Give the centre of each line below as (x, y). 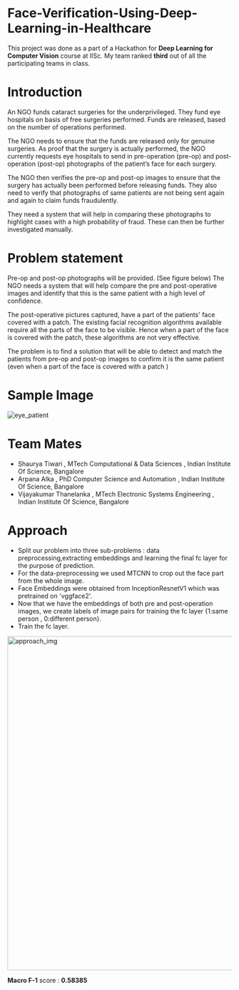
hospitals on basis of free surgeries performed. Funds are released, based (117, 119)
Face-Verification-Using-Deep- (103, 13)
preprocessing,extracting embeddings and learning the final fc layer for (123, 558)
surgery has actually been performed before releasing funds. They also (112, 185)
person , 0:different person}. (60, 619)
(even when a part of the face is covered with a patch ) (88, 366)
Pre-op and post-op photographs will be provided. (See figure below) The (116, 278)
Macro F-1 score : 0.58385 (47, 980)
